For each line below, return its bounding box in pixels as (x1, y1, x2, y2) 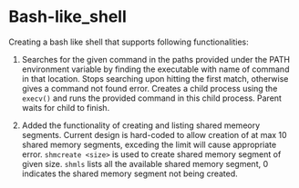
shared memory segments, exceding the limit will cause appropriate (21, 139, 277, 150)
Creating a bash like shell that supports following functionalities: (8, 36, 249, 47)
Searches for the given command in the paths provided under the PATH (21, 54, 291, 64)
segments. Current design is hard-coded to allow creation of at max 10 (21, 129, 288, 140)
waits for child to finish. (21, 102, 110, 113)
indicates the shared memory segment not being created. (21, 168, 238, 179)
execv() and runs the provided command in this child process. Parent (21, 93, 282, 104)
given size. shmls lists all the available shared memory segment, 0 (21, 158, 269, 169)
